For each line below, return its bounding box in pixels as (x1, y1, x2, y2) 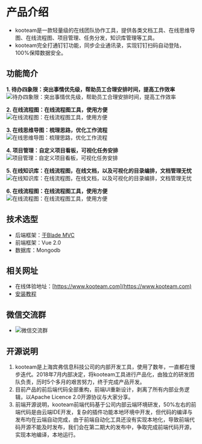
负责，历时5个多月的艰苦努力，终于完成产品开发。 (20, 378, 146, 386)
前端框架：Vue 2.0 (14, 239, 62, 246)
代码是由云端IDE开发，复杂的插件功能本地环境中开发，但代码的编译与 (20, 408, 193, 416)
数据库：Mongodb (14, 246, 61, 254)
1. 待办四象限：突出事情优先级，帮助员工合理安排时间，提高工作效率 (6, 86, 175, 93)
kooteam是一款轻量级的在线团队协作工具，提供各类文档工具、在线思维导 (14, 27, 195, 34)
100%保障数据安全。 (14, 49, 66, 56)
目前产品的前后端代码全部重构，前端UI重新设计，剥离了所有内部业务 (14, 386, 185, 393)
